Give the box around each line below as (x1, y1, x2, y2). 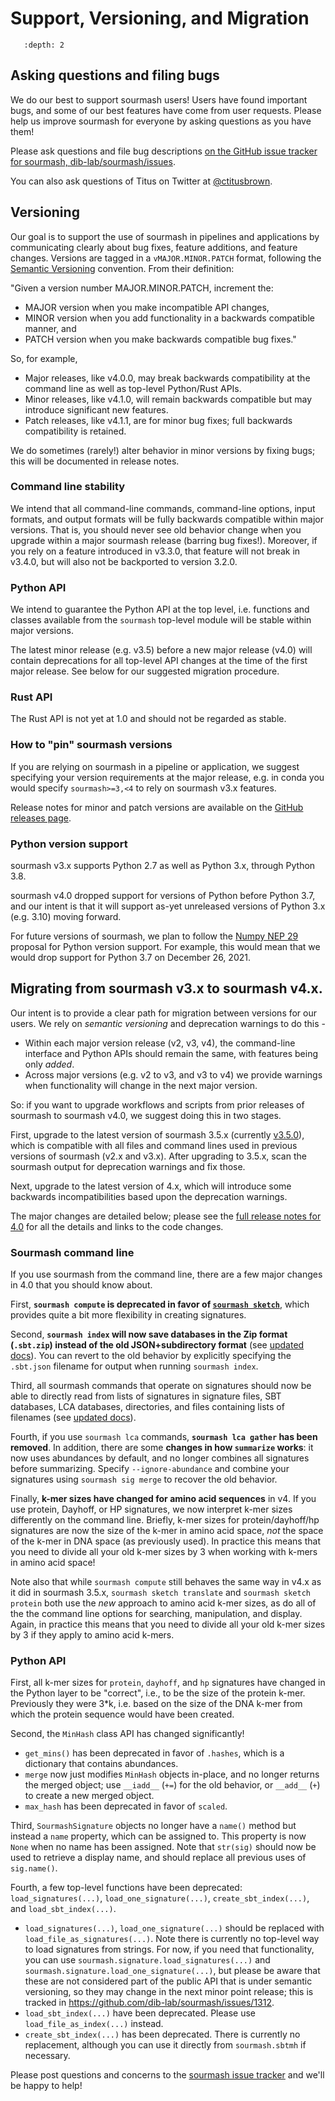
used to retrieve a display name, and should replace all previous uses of (10, 1852, 307, 1864)
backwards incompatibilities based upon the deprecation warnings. (10, 1190, 288, 1202)
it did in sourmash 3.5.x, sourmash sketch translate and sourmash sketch (10, 1587, 311, 1599)
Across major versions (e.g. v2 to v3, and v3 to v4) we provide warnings (24, 1068, 323, 1081)
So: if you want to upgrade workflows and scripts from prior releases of (10, 1098, 305, 1111)
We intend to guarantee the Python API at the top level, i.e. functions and (10, 603, 310, 616)
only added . (24, 1058, 75, 1070)
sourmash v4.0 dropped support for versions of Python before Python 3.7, (10, 890, 316, 902)
